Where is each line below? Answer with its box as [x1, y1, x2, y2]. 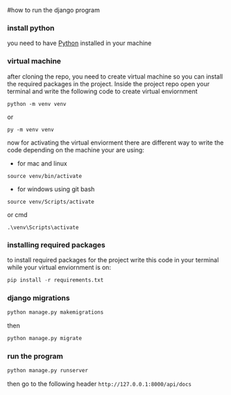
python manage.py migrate [7, 334, 82, 341]
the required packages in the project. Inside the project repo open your [7, 79, 210, 88]
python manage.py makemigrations [7, 309, 104, 316]
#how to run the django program [7, 6, 101, 14]
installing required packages [7, 240, 106, 250]
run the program [7, 351, 64, 361]
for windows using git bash [17, 184, 95, 193]
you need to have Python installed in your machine [7, 39, 152, 47]
